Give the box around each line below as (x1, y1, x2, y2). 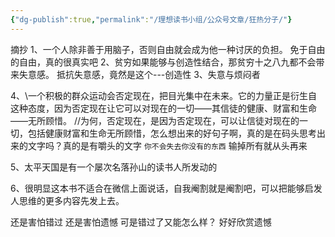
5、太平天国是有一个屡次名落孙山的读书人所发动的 (10, 161, 218, 173)
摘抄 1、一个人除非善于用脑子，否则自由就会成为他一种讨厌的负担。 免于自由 (10, 43, 326, 55)
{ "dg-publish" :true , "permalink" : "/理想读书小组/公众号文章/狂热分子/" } (10, 14, 293, 25)
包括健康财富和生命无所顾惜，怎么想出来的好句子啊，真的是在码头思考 (27, 127, 317, 139)
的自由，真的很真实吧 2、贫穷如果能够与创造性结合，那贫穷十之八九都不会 (10, 56, 317, 68)
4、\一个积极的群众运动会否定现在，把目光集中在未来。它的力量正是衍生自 (10, 89, 318, 101)
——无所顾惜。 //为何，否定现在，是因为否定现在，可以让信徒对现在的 (10, 114, 300, 126)
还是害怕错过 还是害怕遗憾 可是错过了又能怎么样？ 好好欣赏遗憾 (10, 216, 272, 228)
